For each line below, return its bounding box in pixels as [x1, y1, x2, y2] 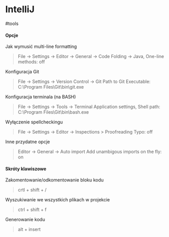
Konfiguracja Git [5, 69, 39, 75]
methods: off [17, 59, 45, 65]
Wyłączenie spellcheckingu [5, 119, 63, 125]
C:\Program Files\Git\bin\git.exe [17, 84, 84, 90]
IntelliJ [5, 4, 35, 15]
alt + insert [17, 226, 41, 232]
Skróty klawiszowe [5, 166, 47, 172]
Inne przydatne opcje [5, 139, 50, 145]
